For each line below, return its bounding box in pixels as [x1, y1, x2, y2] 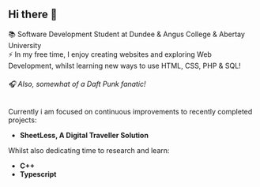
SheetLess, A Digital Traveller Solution [19, 131, 149, 140]
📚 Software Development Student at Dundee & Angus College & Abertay [8, 29, 245, 39]
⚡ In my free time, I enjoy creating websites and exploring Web [8, 49, 212, 59]
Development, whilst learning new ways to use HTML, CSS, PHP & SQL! [8, 61, 241, 70]
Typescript [19, 170, 57, 179]
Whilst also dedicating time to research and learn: [8, 146, 170, 155]
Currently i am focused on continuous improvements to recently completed [8, 107, 253, 117]
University [8, 40, 42, 50]
